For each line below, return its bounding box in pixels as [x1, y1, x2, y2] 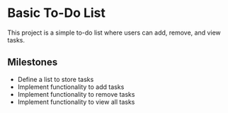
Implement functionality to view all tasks [17, 97, 135, 106]
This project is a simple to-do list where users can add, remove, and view [7, 28, 221, 37]
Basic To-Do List [7, 5, 106, 21]
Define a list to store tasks [17, 75, 94, 83]
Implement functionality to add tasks [17, 83, 125, 91]
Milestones [7, 56, 58, 69]
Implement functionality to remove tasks [17, 90, 135, 98]
